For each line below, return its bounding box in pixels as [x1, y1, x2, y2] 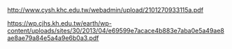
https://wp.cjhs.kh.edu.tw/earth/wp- [7, 19, 113, 27]
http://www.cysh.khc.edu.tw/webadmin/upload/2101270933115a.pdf [7, 6, 204, 14]
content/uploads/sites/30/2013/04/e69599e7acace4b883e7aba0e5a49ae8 [7, 27, 225, 35]
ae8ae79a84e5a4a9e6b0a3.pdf [7, 34, 99, 42]
